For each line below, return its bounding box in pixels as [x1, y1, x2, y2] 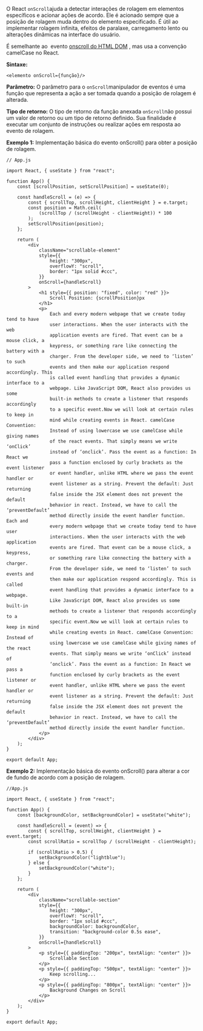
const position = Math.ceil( [28, 205, 102, 211]
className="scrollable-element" [38, 247, 121, 254]
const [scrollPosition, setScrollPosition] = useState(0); [17, 184, 170, 190]
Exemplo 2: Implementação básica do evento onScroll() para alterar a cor [6, 767, 190, 774]
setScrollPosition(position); [28, 221, 104, 227]
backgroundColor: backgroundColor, [49, 924, 139, 930]
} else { [28, 860, 50, 866]
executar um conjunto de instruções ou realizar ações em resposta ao [6, 121, 181, 128]
